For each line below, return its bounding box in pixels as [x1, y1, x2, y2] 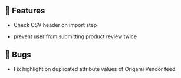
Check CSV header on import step [13, 21, 97, 28]
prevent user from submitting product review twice [13, 33, 137, 40]
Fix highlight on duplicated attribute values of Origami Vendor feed [13, 65, 176, 72]
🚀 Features [5, 6, 45, 16]
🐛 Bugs [5, 50, 31, 60]
